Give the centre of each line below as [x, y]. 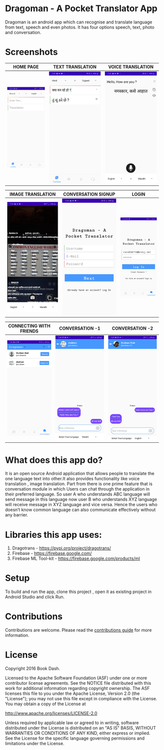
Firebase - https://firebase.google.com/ [52, 553]
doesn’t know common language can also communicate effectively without [81, 510]
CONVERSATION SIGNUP [89, 194]
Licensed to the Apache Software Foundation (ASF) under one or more [76, 678]
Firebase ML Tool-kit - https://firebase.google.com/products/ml [76, 558]
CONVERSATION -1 [80, 328]
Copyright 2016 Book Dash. [32, 669]
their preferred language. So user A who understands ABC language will [78, 494]
